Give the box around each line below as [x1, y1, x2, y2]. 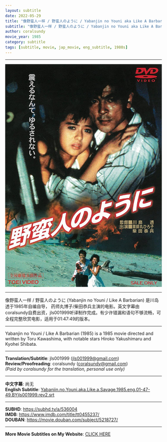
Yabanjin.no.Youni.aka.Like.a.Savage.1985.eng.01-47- [40, 386, 150, 392]
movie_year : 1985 [5, 34, 41, 39]
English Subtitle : [5, 386, 40, 392]
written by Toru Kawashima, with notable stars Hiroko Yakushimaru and [5, 335, 152, 341]
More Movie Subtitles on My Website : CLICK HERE [5, 431, 111, 437]
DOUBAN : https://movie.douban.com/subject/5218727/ [5, 417, 118, 423]
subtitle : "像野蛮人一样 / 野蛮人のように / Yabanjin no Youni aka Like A [5, 24, 154, 29]
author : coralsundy [5, 29, 46, 34]
